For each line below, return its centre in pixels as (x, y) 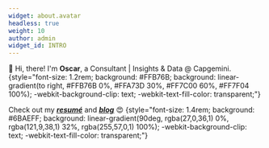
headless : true (34, 23)
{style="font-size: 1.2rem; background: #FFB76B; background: (112, 77)
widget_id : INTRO (38, 46)
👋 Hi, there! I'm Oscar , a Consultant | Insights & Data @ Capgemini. (120, 68)
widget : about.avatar (45, 16)
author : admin (32, 38)
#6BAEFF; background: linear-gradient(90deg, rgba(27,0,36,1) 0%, (119, 118)
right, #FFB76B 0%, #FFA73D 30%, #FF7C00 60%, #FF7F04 (148, 86)
